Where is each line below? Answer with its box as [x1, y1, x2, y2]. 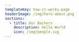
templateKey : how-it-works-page [5, 7, 70, 12]
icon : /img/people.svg [13, 29, 59, 34]
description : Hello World [13, 25, 66, 30]
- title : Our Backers [9, 20, 53, 26]
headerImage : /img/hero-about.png [5, 12, 75, 16]
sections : [5, 16, 25, 21]
